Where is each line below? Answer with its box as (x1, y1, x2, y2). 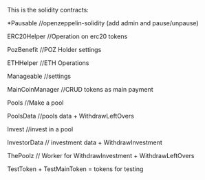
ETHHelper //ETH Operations (7, 59, 89, 67)
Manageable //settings (7, 72, 71, 80)
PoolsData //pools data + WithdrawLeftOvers (7, 112, 134, 120)
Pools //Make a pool (7, 99, 64, 107)
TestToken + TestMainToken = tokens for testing (7, 165, 144, 173)
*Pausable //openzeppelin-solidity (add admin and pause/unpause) (7, 19, 199, 27)
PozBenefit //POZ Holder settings (7, 46, 102, 53)
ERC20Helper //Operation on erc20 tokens (7, 32, 128, 40)
